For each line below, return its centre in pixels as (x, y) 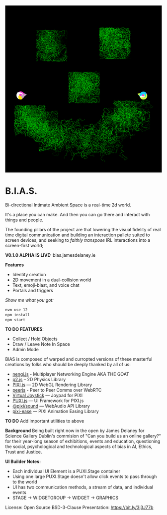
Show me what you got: (29, 300)
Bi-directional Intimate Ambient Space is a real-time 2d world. (68, 205)
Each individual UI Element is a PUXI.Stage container (66, 471)
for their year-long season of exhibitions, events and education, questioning (83, 441)
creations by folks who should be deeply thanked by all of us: (68, 364)
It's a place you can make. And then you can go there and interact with (78, 214)
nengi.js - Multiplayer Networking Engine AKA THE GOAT (71, 374)
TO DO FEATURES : (24, 329)
